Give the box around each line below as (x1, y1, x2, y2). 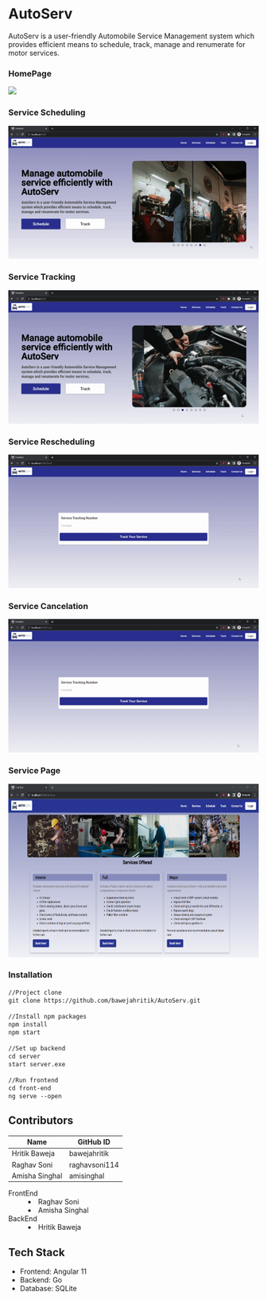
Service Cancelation (8, 600, 89, 611)
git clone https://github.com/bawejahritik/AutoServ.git (8, 996, 201, 1004)
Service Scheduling (8, 107, 86, 118)
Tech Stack (8, 1245, 65, 1259)
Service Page (8, 765, 61, 776)
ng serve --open (8, 1092, 62, 1100)
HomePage (8, 68, 52, 79)
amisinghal (68, 1171, 105, 1180)
